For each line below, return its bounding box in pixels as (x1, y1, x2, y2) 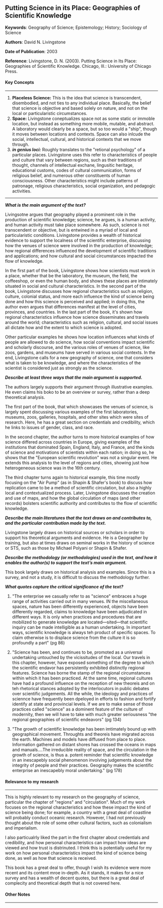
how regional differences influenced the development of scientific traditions (5, 248, 157, 254)
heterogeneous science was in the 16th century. (5, 465, 101, 471)
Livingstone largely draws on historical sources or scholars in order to (5, 530, 145, 536)
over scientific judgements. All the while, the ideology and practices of (12, 691, 153, 696)
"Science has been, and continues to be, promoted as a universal (12, 649, 143, 655)
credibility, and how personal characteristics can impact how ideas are (5, 840, 147, 846)
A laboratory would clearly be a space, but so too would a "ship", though (12, 126, 158, 132)
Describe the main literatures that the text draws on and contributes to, (5, 515, 152, 521)
